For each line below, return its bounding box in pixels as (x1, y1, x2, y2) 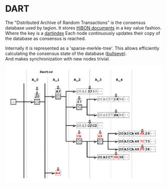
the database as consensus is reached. (5, 35, 86, 41)
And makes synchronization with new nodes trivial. (5, 55, 110, 61)
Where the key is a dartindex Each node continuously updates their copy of (5, 30, 160, 36)
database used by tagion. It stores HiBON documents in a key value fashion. (5, 24, 162, 30)
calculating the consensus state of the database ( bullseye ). (5, 50, 127, 56)
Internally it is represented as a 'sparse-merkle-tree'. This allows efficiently (5, 45, 159, 51)
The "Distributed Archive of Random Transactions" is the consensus (5, 19, 146, 25)
